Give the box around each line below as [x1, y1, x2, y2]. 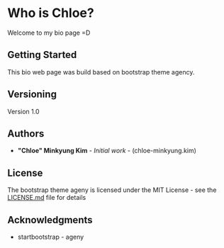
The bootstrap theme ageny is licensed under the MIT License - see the [7, 186, 217, 194]
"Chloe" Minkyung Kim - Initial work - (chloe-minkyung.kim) [17, 147, 197, 155]
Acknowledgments [7, 214, 94, 226]
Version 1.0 [7, 107, 40, 115]
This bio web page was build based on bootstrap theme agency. [7, 67, 195, 76]
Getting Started [7, 49, 77, 61]
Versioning [7, 89, 57, 101]
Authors [7, 128, 45, 140]
